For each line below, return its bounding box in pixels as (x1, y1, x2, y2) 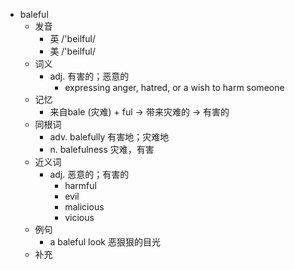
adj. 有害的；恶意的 (49, 70, 130, 82)
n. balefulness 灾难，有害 (49, 144, 155, 155)
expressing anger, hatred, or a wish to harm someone (64, 82, 285, 93)
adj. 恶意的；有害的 (49, 169, 130, 180)
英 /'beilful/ (49, 33, 96, 44)
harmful (64, 180, 97, 191)
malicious (64, 201, 105, 213)
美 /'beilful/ (49, 45, 96, 57)
